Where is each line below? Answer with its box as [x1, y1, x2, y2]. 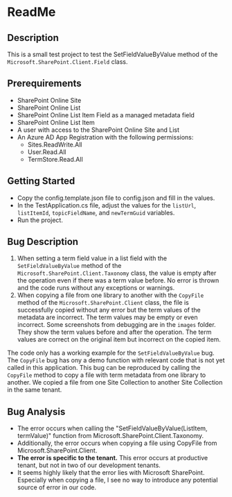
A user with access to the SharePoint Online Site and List [17, 126, 180, 134]
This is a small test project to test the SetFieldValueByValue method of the [7, 50, 218, 58]
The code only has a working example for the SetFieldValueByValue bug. [7, 348, 215, 357]
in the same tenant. [7, 386, 62, 394]
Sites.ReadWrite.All [27, 140, 82, 149]
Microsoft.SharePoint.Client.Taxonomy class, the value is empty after [17, 269, 217, 278]
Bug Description [7, 236, 78, 248]
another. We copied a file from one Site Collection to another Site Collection [7, 378, 223, 387]
